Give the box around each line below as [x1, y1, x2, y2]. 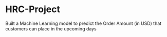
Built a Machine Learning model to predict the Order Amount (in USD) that [5, 20, 162, 26]
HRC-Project [5, 4, 61, 15]
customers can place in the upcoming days [5, 25, 97, 31]
